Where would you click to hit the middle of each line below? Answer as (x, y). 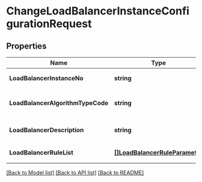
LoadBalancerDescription (47, 130)
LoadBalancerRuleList (41, 153)
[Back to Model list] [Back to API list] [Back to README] (75, 173)
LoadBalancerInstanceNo (47, 78)
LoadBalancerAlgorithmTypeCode (59, 103)
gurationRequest (49, 24)
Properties (26, 46)
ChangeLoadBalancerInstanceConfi (98, 11)
